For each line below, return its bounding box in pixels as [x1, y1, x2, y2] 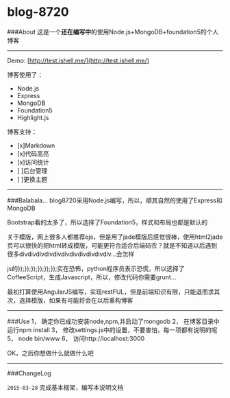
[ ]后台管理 [16, 166, 48, 175]
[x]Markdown [16, 141, 55, 150]
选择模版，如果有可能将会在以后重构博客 [18, 296, 133, 304]
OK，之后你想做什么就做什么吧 [7, 349, 94, 357]
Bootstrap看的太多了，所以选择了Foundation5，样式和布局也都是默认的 [7, 218, 208, 226]
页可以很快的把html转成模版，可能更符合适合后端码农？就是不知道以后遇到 [7, 241, 218, 249]
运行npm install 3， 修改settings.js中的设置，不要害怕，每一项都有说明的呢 [7, 325, 218, 333]
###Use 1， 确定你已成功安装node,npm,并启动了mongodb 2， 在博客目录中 [7, 317, 220, 325]
